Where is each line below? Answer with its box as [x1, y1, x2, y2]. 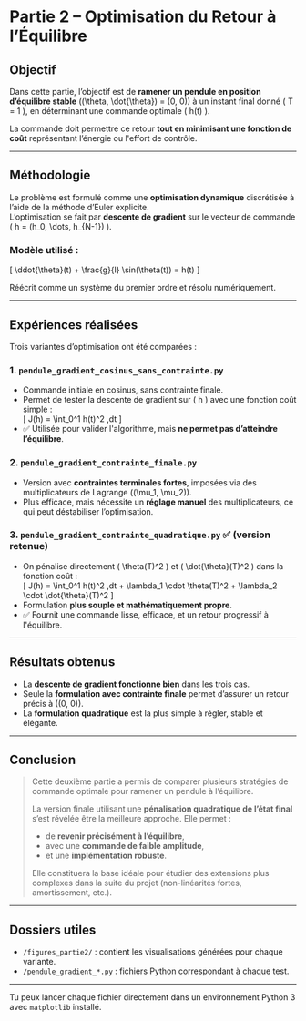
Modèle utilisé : [9, 243, 79, 256]
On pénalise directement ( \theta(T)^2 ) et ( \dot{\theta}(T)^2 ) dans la [22, 560, 284, 571]
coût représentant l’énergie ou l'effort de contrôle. [9, 133, 198, 143]
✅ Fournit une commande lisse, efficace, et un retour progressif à [22, 608, 269, 620]
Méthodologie [9, 168, 91, 183]
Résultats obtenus [9, 654, 116, 670]
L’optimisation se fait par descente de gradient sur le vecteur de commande [9, 211, 296, 222]
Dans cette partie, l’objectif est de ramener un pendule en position [9, 87, 261, 97]
